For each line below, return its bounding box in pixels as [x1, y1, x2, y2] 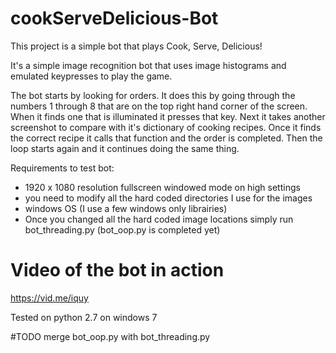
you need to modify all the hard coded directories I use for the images [24, 192, 313, 204]
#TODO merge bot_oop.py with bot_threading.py [10, 330, 211, 342]
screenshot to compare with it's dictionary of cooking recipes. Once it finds [10, 121, 322, 133]
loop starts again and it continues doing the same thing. [10, 142, 240, 154]
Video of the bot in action [10, 259, 225, 282]
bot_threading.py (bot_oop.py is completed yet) [24, 223, 221, 236]
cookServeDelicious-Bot [10, 7, 219, 30]
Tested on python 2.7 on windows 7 [10, 311, 158, 323]
